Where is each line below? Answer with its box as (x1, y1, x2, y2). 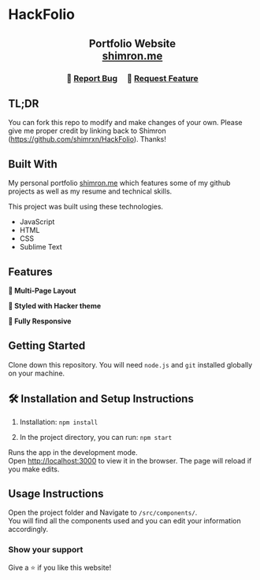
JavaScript (19, 217, 55, 227)
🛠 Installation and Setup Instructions (8, 392, 195, 406)
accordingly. (8, 525, 49, 534)
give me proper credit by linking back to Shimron (8, 126, 167, 135)
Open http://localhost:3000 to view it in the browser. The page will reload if (8, 456, 252, 465)
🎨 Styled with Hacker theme (8, 301, 102, 310)
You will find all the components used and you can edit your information (8, 516, 242, 526)
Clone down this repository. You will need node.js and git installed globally (8, 360, 253, 369)
